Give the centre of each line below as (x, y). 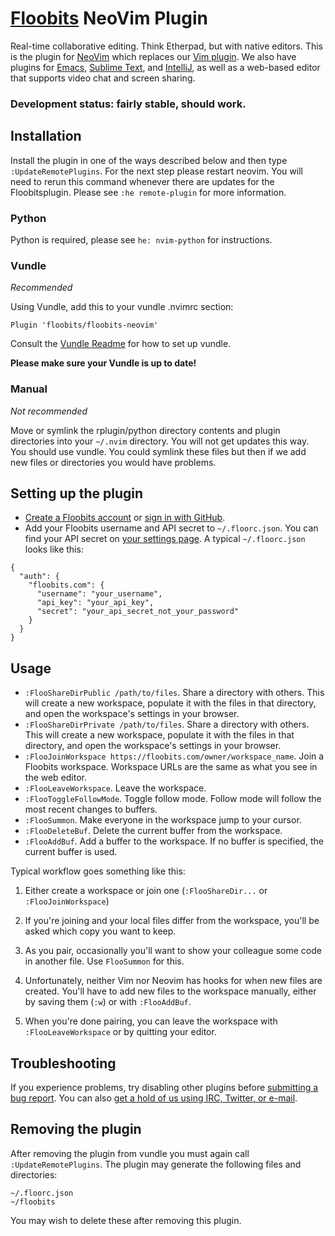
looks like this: (54, 549)
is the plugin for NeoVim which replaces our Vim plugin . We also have (153, 56)
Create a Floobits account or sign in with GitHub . (125, 518)
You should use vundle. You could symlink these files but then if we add (158, 451)
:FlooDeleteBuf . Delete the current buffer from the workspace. (153, 831)
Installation (46, 136)
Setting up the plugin (77, 493)
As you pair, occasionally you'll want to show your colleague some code (173, 951)
